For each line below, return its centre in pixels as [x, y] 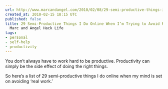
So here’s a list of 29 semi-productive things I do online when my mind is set [84, 76]
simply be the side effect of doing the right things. [57, 66]
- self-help [17, 42]
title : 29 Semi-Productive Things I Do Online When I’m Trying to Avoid [82, 24]
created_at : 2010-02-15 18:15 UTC [41, 14]
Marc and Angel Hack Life [37, 28]
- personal [16, 38]
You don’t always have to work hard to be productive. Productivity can [77, 61]
